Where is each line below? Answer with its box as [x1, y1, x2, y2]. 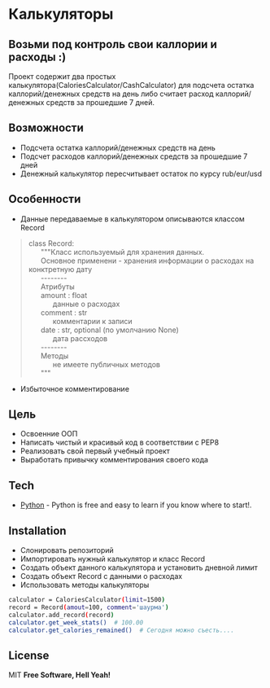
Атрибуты [40, 282, 75, 291]
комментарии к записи [52, 316, 133, 326]
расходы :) [8, 50, 67, 64]
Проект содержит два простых [8, 72, 116, 81]
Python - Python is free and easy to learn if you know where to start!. [20, 500, 252, 510]
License [8, 648, 50, 662]
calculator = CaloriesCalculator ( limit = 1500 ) [8, 596, 165, 604]
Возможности [8, 121, 84, 135]
